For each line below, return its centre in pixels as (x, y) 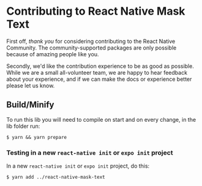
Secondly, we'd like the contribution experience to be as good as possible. (100, 66)
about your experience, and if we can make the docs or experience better (99, 79)
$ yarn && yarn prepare (37, 137)
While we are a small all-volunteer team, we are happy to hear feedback (97, 72)
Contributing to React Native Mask (96, 11)
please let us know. (31, 85)
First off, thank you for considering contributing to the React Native (91, 41)
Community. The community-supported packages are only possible (92, 48)
